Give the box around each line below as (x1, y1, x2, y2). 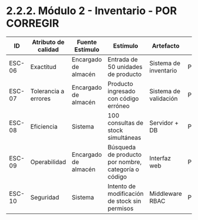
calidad (37, 45, 59, 54)
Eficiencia (30, 122, 58, 130)
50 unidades (107, 63, 143, 71)
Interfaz (149, 154, 171, 162)
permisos (107, 204, 134, 212)
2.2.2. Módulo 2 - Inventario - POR (6, 4, 177, 18)
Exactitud (30, 63, 57, 71)
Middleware (149, 189, 183, 198)
